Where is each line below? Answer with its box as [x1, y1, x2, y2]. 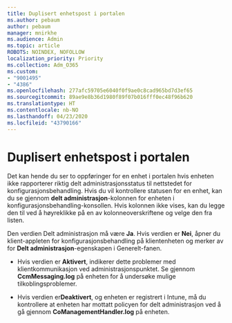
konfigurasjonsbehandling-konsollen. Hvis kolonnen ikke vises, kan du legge [7, 201, 225, 210]
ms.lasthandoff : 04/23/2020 [7, 113, 88, 120]
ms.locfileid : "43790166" [7, 119, 81, 127]
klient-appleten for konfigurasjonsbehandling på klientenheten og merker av [7, 237, 224, 246]
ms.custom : [7, 68, 39, 75]
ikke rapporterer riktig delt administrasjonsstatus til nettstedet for [7, 179, 192, 187]
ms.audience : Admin [7, 36, 64, 43]
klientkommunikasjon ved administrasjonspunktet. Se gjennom [17, 265, 195, 273]
